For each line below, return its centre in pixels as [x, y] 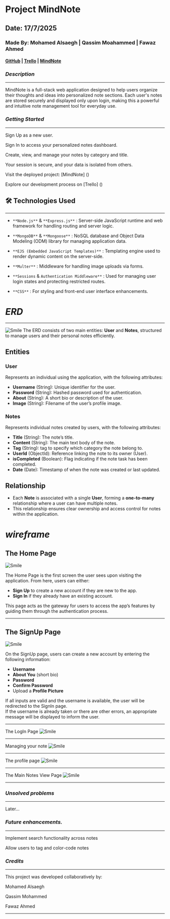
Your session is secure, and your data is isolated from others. [69, 165]
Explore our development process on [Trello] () [54, 184]
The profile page [23, 761]
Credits [14, 861]
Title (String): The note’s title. [43, 437]
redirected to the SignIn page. [36, 706]
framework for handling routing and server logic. [63, 226]
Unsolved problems [30, 793]
